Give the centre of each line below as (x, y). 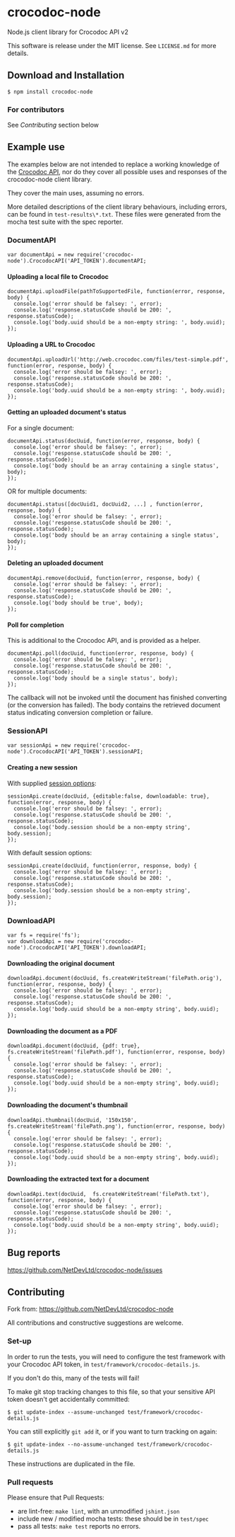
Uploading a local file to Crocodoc (58, 276)
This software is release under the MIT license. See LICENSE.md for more (112, 45)
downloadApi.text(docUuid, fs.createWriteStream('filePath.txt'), (109, 1194)
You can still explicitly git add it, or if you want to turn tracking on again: (112, 1432)
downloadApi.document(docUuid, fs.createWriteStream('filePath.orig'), (115, 978)
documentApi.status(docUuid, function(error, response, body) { (104, 441)
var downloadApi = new (41, 941)
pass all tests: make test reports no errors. (79, 1526)
